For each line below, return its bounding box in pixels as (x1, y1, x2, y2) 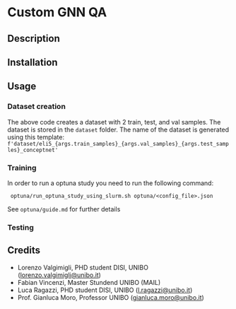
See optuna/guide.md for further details (7, 204, 121, 213)
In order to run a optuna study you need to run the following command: (7, 178, 214, 187)
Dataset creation (7, 102, 66, 112)
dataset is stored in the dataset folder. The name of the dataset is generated (7, 125, 230, 134)
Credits (7, 245, 41, 257)
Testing (7, 222, 34, 232)
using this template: (7, 132, 65, 141)
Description (7, 33, 60, 45)
